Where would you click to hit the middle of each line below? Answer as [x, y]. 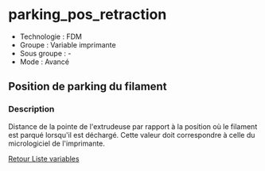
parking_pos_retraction [88, 15]
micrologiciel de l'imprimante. [57, 143]
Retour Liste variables [44, 158]
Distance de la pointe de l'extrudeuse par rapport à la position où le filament [133, 126]
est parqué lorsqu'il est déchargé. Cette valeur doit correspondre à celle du [132, 135]
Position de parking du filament [88, 87]
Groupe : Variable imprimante [68, 44]
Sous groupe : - [45, 53]
